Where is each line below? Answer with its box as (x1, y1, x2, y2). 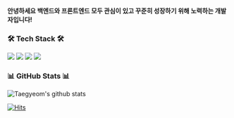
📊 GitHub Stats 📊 (7, 71, 70, 81)
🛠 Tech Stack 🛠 (7, 34, 65, 44)
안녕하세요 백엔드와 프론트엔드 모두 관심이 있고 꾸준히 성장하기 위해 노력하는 (7, 6, 214, 15)
